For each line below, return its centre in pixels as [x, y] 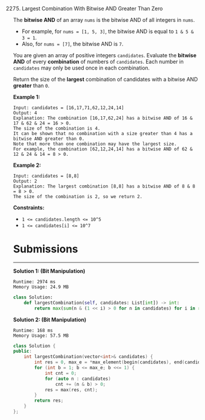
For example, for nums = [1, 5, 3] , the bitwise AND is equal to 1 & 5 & [108, 31]
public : [23, 351]
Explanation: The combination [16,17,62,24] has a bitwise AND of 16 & [103, 118]
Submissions [46, 249]
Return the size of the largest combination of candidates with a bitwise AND [106, 79]
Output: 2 [25, 181]
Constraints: [29, 208]
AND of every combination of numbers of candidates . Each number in [98, 62]
